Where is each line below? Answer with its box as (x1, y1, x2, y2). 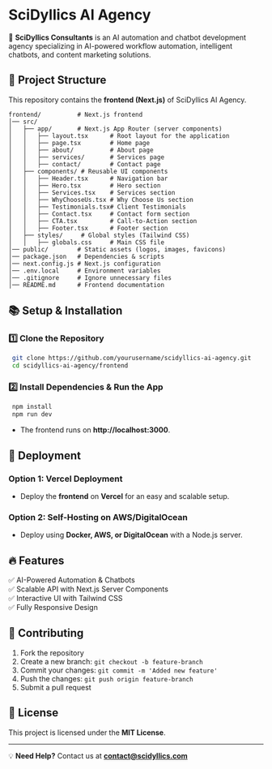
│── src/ (8, 118, 38, 126)
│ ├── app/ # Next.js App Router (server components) (8, 124, 223, 133)
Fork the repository (19, 647, 85, 658)
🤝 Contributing (8, 626, 84, 640)
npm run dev (11, 410, 53, 419)
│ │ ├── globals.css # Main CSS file (8, 238, 164, 247)
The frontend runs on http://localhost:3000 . (19, 425, 171, 435)
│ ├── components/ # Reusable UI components (8, 167, 168, 175)
